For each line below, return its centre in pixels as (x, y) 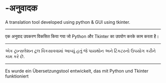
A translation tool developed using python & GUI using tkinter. (68, 22)
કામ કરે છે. (15, 56)
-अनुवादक (21, 8)
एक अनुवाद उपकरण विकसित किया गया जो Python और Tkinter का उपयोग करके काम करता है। (82, 36)
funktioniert (17, 76)
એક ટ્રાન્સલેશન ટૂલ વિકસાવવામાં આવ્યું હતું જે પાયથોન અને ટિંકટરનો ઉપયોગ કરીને (81, 51)
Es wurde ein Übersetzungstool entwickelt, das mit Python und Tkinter (77, 71)
